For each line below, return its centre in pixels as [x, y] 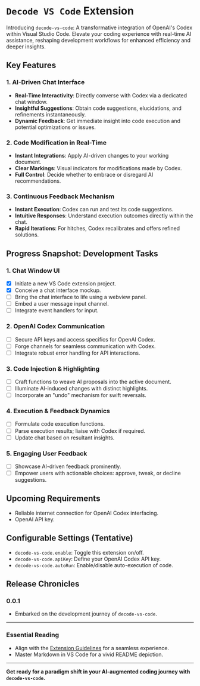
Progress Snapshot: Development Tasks [82, 253]
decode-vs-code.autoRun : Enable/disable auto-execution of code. [94, 565]
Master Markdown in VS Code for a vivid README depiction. [89, 654]
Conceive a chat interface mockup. [58, 290]
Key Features [31, 65]
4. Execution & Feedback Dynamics [58, 411]
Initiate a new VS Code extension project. [65, 283]
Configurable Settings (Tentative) [70, 538]
